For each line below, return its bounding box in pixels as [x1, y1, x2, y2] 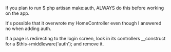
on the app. [5, 10, 30, 16]
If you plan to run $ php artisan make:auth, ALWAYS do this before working [5, 5, 164, 11]
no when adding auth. [5, 25, 51, 32]
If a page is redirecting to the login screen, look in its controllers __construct [5, 36, 166, 41]
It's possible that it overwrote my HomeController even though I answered [5, 20, 162, 26]
